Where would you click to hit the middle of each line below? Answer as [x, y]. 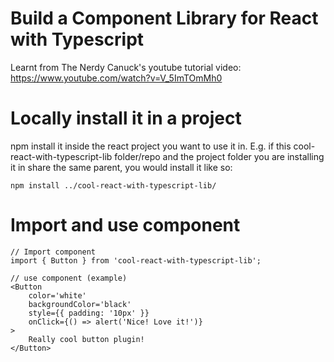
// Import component [53, 252]
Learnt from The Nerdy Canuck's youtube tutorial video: [126, 67]
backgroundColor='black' [80, 304]
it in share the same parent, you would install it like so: [121, 167]
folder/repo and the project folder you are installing [219, 156]
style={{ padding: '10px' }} [89, 313]
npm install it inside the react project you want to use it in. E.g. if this [151, 146]
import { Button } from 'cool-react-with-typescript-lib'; [136, 260]
